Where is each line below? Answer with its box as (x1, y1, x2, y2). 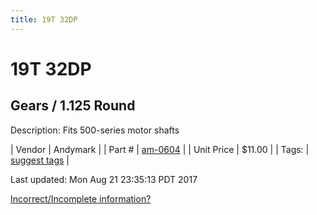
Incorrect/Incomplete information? (10, 192, 152, 205)
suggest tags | (10, 154, 70, 166)
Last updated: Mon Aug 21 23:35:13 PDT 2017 (10, 173, 198, 185)
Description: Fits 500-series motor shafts (10, 124, 180, 136)
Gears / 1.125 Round (10, 97, 136, 115)
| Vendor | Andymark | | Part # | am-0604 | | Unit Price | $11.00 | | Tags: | (10, 143, 310, 155)
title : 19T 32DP (10, 14, 78, 25)
